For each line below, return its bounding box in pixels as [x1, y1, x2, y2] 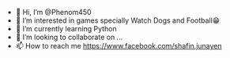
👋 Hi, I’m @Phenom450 [15, 8, 92, 16]
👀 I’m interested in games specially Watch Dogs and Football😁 [15, 16, 220, 25]
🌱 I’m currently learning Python [15, 24, 117, 33]
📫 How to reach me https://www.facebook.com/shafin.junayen [15, 42, 223, 50]
